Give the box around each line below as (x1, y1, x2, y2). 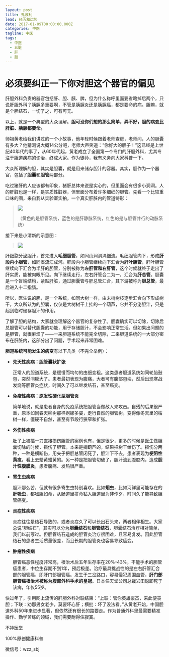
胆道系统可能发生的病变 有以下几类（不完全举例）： (5, 348, 109, 354)
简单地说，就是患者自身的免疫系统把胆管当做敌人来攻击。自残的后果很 (12, 404, 158, 410)
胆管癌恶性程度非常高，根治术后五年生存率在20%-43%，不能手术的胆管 (12, 559, 162, 565)
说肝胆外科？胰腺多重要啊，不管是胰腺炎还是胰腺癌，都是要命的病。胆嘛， (5, 102, 159, 108)
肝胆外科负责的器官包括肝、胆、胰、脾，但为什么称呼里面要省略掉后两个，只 (5, 96, 164, 102)
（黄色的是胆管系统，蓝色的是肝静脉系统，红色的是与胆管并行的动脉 (17, 215, 159, 221)
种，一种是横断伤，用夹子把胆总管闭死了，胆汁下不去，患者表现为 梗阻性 (12, 450, 162, 456)
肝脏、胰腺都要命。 (5, 125, 45, 131)
